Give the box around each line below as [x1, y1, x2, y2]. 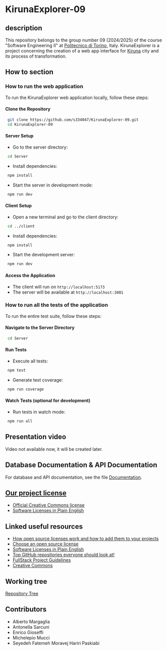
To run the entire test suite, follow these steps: [5, 313, 102, 319]
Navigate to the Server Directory [5, 324, 75, 331]
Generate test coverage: [12, 377, 63, 383]
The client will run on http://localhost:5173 [12, 284, 105, 290]
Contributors [5, 605, 47, 614]
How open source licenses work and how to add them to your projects [12, 536, 159, 542]
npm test [7, 368, 26, 373]
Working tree [5, 577, 47, 586]
